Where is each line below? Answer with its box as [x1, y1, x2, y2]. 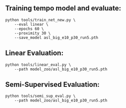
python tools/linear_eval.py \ [5, 62, 71, 67]
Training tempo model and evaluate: [5, 4, 121, 13]
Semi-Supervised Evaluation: [5, 80, 100, 89]
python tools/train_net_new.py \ [5, 17, 76, 22]
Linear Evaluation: [5, 49, 64, 58]
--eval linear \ [14, 22, 49, 27]
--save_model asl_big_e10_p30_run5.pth [14, 35, 99, 40]
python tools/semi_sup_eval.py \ [5, 93, 76, 99]
